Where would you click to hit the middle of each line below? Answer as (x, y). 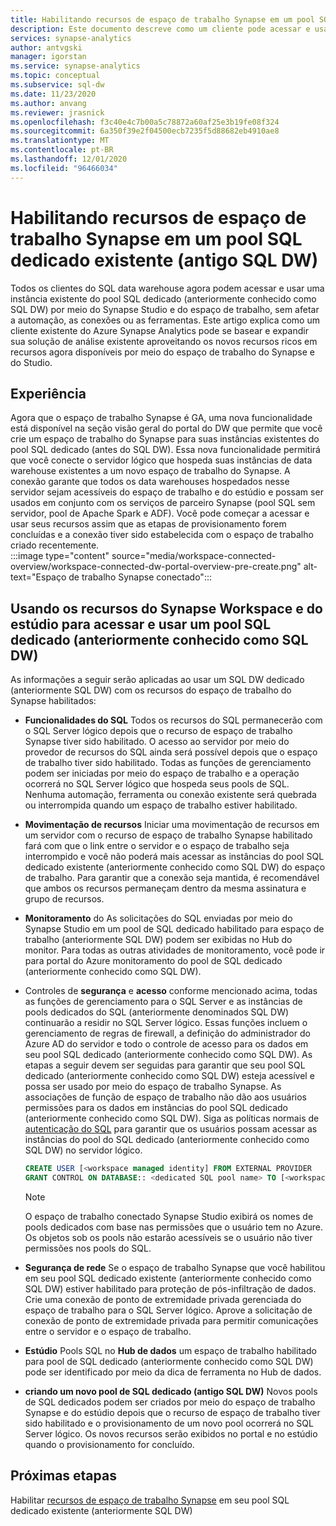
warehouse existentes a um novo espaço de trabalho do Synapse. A (150, 471)
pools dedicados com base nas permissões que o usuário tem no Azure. (174, 1227)
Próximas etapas (63, 1476)
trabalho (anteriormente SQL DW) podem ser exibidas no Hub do (158, 940)
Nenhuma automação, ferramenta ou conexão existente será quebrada (170, 795)
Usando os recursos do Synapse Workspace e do (166, 608)
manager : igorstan (48, 57)
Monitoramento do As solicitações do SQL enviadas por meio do (158, 918)
